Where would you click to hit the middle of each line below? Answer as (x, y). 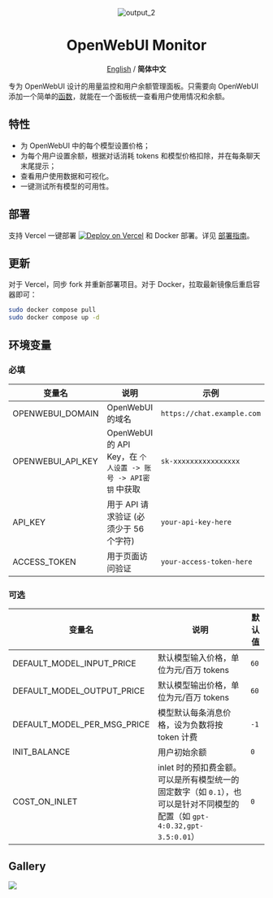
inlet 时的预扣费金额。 (199, 768)
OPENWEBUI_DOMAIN (56, 413)
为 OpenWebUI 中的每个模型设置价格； (85, 145)
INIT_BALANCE (41, 752)
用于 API (123, 504)
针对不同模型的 (210, 805)
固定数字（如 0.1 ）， (195, 792)
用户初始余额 (182, 753)
